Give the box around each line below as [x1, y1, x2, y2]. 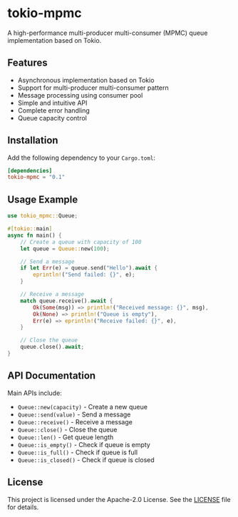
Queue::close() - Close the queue [17, 425, 118, 434]
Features [7, 57, 48, 69]
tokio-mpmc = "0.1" [7, 173, 66, 181]
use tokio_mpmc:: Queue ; [7, 213, 78, 220]
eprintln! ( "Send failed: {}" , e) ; [33, 271, 135, 279]
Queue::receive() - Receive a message [17, 417, 133, 426]
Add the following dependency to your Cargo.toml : [7, 153, 155, 162]
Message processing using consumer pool [17, 91, 143, 99]
